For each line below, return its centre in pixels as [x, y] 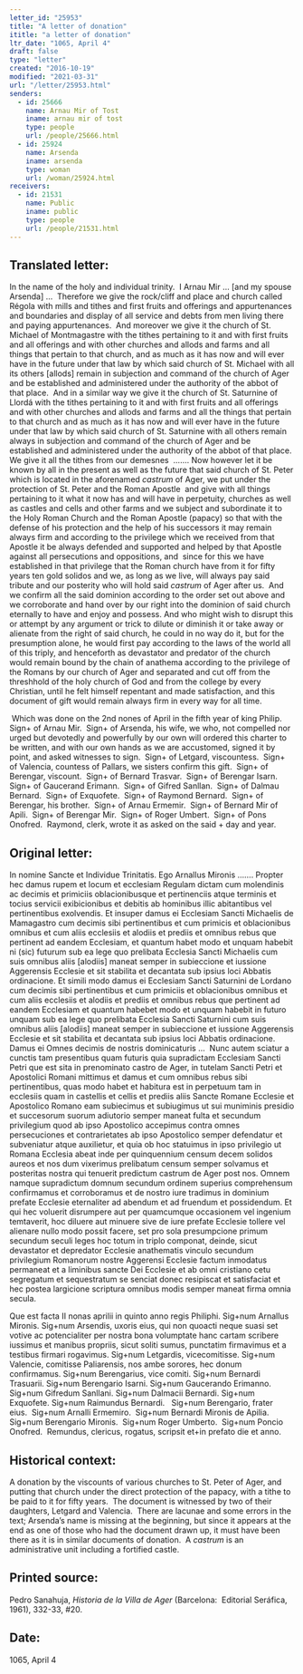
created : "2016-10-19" [52, 69]
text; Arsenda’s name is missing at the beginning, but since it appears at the [150, 1520]
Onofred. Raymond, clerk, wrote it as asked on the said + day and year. [143, 825]
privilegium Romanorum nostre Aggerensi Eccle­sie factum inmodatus [138, 1260]
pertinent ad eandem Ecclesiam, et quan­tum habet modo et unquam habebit [151, 943]
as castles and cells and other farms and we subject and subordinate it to [146, 508]
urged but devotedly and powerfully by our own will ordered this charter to [148, 738]
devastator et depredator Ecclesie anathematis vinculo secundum [132, 1251]
